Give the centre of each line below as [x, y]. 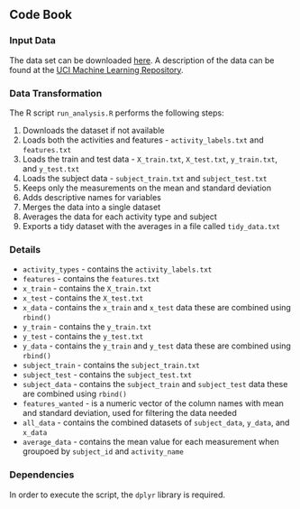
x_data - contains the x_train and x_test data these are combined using [156, 308]
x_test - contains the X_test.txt [83, 298]
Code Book [41, 15]
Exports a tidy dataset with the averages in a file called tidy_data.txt [151, 226]
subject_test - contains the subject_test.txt [107, 375]
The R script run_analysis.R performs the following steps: [117, 113]
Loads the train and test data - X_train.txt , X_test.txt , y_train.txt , [150, 159]
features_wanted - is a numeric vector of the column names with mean [153, 403]
